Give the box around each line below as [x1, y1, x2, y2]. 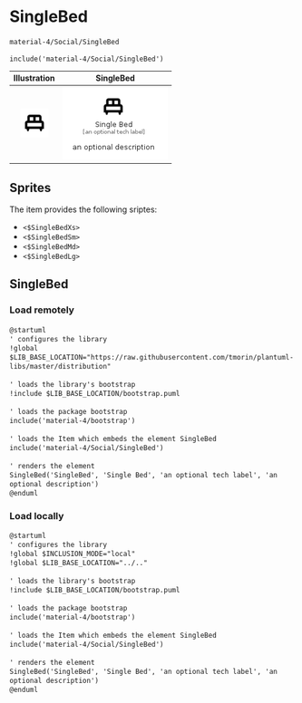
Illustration [13, 72, 56, 83]
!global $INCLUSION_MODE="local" [9, 549, 136, 558]
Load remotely [9, 303, 75, 316]
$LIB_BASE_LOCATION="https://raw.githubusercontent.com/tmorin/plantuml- [9, 352, 295, 361]
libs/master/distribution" [9, 361, 112, 371]
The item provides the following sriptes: [9, 204, 158, 215]
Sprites [9, 179, 52, 196]
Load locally [9, 509, 64, 522]
